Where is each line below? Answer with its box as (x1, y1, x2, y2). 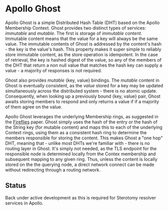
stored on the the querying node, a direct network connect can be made (5, 161, 154, 167)
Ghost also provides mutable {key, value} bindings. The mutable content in (5, 77, 159, 83)
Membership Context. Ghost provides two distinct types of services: (5, 25, 146, 31)
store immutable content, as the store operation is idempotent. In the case (5, 51, 158, 58)
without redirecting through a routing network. (5, 166, 101, 173)
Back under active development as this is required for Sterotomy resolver (5, 194, 156, 200)
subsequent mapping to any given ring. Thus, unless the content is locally (5, 156, 158, 162)
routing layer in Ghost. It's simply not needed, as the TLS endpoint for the (5, 145, 157, 151)
